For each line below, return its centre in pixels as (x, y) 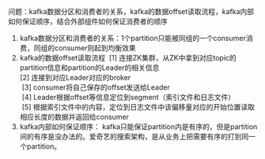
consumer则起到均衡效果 (95, 48)
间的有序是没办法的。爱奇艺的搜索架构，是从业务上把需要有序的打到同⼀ (137, 137)
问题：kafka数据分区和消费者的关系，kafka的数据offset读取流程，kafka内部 (131, 11)
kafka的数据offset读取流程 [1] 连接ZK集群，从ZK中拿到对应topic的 (128, 58)
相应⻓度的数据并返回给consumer (74, 117)
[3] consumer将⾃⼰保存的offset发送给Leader (96, 87)
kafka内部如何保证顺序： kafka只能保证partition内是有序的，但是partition (138, 127)
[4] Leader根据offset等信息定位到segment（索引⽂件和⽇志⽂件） (129, 97)
